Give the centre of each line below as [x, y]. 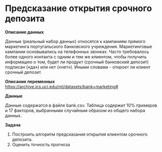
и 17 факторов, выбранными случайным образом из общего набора [75, 110]
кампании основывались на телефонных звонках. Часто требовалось [77, 52]
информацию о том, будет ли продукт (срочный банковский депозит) [77, 62]
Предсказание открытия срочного [79, 8]
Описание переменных [30, 81]
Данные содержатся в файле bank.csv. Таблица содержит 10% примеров [81, 105]
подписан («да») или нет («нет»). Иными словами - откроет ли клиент [78, 67]
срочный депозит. [23, 72]
